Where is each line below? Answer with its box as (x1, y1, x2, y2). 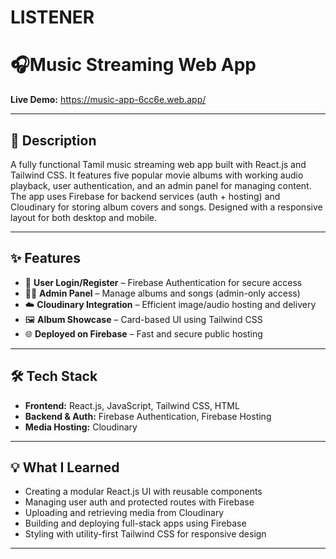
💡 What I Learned (10, 459, 120, 476)
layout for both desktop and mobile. (10, 211, 157, 223)
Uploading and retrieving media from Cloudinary (24, 507, 225, 519)
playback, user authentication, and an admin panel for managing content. (10, 179, 312, 191)
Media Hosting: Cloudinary (24, 421, 138, 433)
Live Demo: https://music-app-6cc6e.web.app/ (10, 94, 207, 106)
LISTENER (10, 6, 95, 29)
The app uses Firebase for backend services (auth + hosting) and (10, 190, 281, 202)
